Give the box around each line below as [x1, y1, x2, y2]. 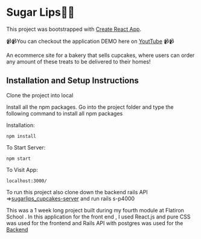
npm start [6, 156, 31, 162]
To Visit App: [6, 166, 38, 173]
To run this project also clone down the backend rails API [6, 188, 148, 195]
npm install [6, 133, 36, 139]
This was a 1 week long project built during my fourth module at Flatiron [6, 206, 184, 214]
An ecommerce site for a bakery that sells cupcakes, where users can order [6, 51, 195, 59]
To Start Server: [6, 143, 46, 151]
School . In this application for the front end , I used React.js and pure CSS [6, 213, 191, 220]
